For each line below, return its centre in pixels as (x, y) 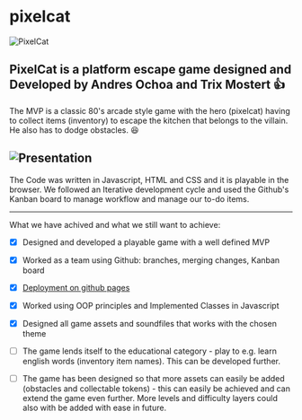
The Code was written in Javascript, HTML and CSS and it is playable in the (149, 179)
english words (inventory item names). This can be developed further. (151, 361)
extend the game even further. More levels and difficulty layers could (150, 398)
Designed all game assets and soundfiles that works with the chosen (149, 323)
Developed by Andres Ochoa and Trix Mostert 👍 (147, 85)
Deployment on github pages (76, 287)
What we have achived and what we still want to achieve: (115, 224)
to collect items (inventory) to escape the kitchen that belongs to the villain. (149, 120)
